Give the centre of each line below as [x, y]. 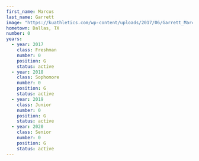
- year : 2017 [28, 45]
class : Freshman [37, 50]
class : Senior [34, 132]
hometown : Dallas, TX [33, 28]
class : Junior [34, 105]
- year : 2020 [28, 127]
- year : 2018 [28, 72]
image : [14, 22]
